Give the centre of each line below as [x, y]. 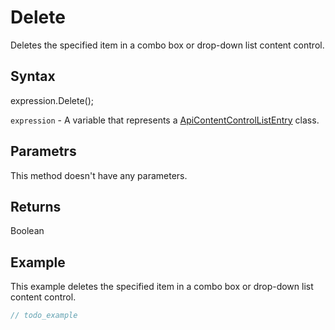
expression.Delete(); [52, 100]
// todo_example [44, 316]
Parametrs [43, 151]
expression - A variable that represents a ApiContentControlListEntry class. [165, 120]
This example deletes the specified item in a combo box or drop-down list [162, 287]
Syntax [33, 76]
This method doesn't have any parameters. [99, 175]
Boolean [27, 231]
